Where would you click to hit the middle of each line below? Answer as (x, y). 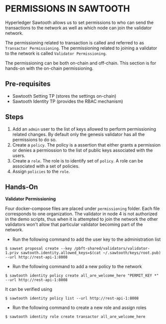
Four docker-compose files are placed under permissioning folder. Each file (83, 209)
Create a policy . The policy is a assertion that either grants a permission (86, 145)
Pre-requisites (28, 84)
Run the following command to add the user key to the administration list (86, 239)
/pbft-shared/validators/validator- (112, 249)
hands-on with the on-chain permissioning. (49, 68)
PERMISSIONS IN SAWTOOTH (68, 9)
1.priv (12, 253)
